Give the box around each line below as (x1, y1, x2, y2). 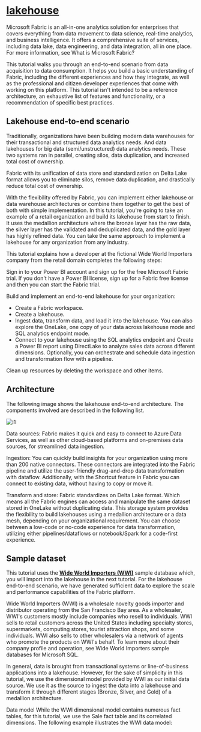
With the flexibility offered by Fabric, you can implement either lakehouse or (6, 193, 194, 201)
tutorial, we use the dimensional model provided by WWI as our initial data (6, 676, 190, 683)
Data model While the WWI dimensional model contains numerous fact (6, 706, 181, 713)
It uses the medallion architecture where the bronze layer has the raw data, (6, 219, 192, 226)
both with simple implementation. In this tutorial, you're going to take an (6, 207, 184, 214)
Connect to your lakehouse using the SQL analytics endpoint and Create (14, 336, 194, 343)
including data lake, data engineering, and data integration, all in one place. (6, 43, 192, 50)
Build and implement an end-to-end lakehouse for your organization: (6, 292, 176, 300)
